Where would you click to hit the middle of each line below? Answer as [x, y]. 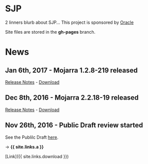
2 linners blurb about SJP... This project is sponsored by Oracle [70, 22]
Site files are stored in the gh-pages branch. [50, 32]
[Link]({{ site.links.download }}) [37, 156]
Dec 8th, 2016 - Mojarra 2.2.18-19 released [72, 98]
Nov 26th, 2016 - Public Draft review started [74, 125]
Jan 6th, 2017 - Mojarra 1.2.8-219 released [72, 70]
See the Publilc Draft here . [32, 137]
